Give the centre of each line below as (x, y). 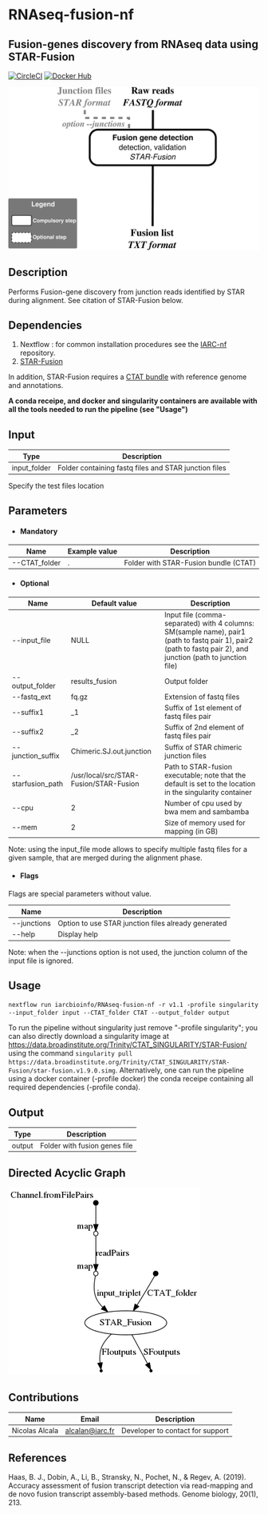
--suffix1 (28, 712)
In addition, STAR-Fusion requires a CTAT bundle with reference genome (128, 377)
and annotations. (36, 385)
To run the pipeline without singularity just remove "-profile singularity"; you (133, 1028)
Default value (114, 603)
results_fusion (94, 681)
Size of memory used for (205, 823)
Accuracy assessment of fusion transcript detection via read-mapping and (131, 1486)
